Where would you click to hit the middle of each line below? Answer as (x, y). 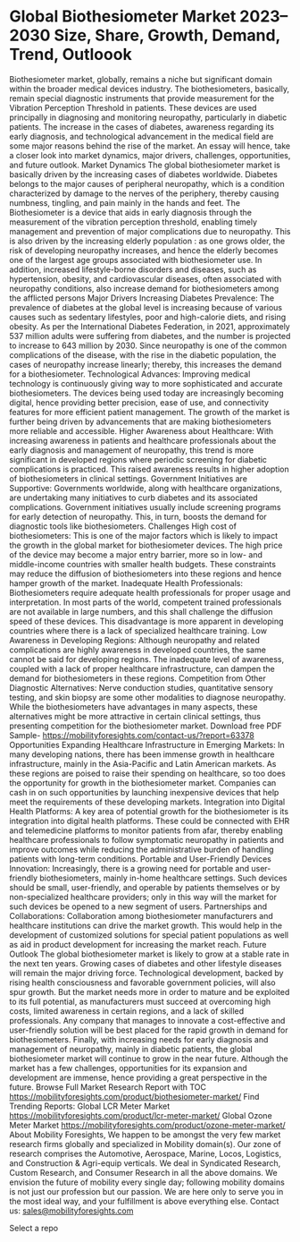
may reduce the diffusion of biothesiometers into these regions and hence (146, 574)
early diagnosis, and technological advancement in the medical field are (142, 136)
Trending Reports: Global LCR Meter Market (90, 1106)
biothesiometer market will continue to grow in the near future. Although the (149, 1059)
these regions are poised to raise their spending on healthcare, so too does (147, 773)
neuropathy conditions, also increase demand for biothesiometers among (144, 288)
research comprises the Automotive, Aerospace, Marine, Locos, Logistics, (146, 1153)
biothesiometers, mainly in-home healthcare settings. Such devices (163, 878)
